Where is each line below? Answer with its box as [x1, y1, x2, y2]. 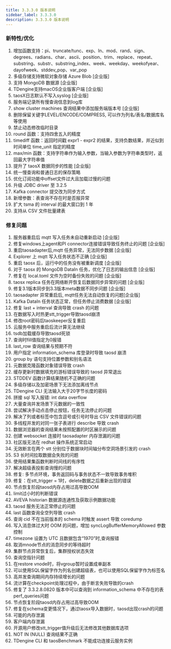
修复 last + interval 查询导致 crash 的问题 [13, 304, 99, 310]
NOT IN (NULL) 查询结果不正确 [13, 631, 78, 637]
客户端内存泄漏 [13, 618, 45, 624]
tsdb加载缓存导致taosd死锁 [13, 330, 70, 336]
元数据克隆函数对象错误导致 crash [13, 362, 85, 368]
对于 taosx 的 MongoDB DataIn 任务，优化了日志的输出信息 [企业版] [13, 266, 155, 272]
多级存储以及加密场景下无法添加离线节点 [13, 381, 99, 387]
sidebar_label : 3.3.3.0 [6, 12, 57, 17]
